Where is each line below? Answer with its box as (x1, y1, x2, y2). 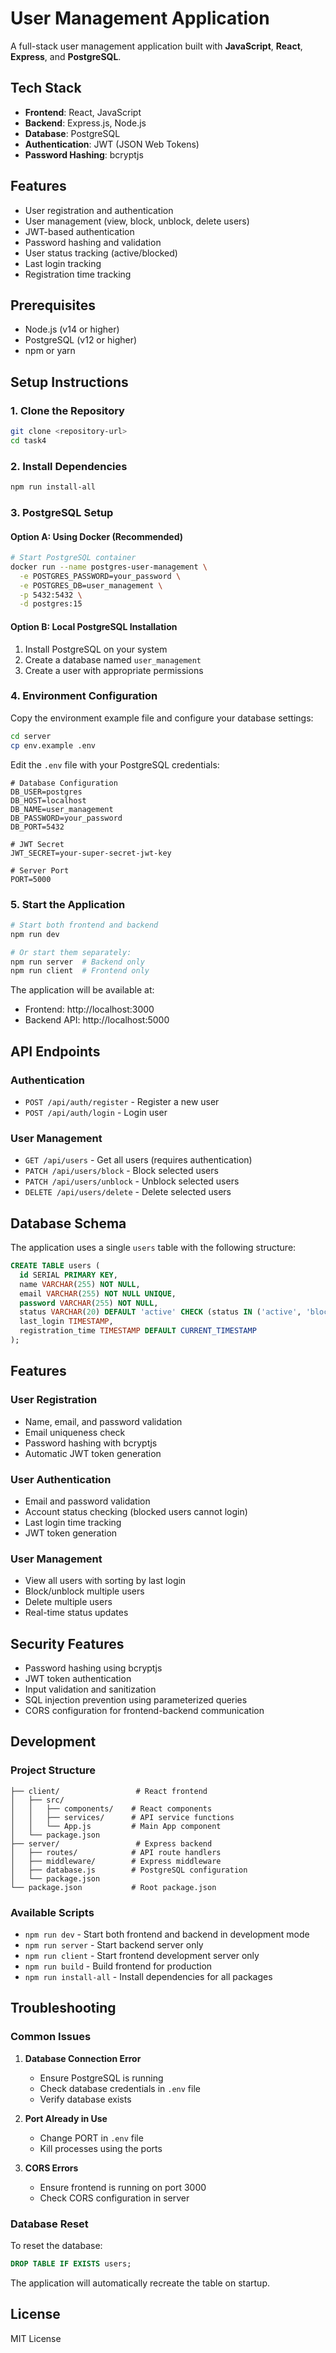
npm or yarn (24, 345, 76, 357)
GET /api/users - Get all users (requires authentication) (24, 1154, 253, 1166)
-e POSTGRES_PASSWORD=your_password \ (19, 571, 182, 581)
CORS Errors (24, 2162, 79, 2174)
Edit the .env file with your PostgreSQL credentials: (10, 758, 220, 771)
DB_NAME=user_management (10, 804, 114, 814)
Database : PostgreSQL (24, 127, 121, 139)
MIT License (10, 2332, 62, 2344)
